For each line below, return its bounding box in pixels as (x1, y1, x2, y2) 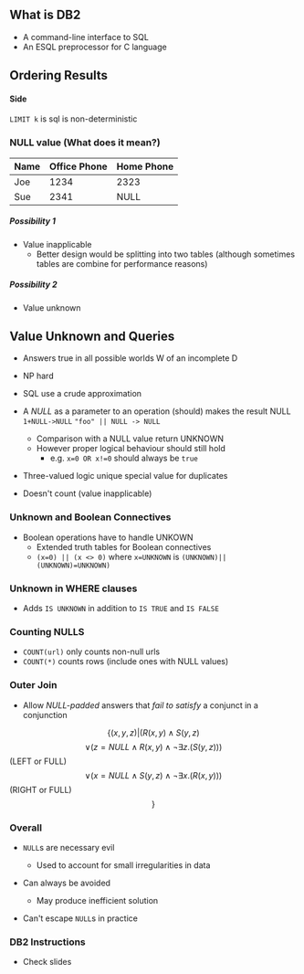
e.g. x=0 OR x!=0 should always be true (49, 452, 198, 464)
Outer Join (9, 679, 58, 692)
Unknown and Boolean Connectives (9, 511, 172, 524)
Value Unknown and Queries (9, 329, 175, 344)
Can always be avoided (22, 877, 111, 888)
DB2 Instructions (9, 936, 87, 948)
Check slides (22, 957, 72, 968)
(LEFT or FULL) (9, 756, 67, 767)
